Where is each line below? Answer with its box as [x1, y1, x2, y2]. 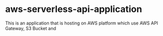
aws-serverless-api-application [5, 3, 142, 15]
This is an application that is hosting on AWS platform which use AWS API [5, 20, 158, 26]
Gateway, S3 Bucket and [5, 25, 57, 31]
